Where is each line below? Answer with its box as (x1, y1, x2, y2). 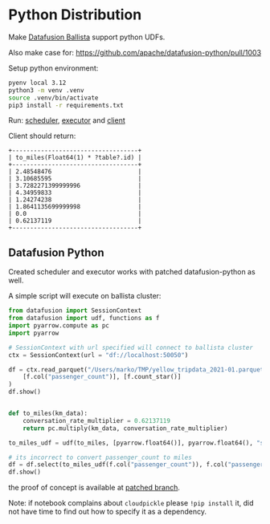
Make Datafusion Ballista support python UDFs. (8, 32, 166, 42)
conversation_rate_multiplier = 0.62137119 (22, 416, 171, 424)
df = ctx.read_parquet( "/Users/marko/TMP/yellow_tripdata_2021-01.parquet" (8, 365, 268, 374)
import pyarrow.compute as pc (8, 322, 110, 330)
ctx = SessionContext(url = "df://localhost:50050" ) (8, 351, 189, 359)
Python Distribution (8, 6, 142, 24)
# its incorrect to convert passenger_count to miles (8, 453, 193, 461)
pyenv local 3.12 (8, 79, 67, 87)
